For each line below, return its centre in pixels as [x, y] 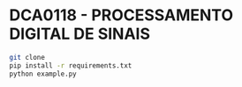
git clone [27, 57]
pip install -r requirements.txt [71, 65]
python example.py [43, 74]
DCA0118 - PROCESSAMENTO [121, 15]
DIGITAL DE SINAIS [80, 34]
